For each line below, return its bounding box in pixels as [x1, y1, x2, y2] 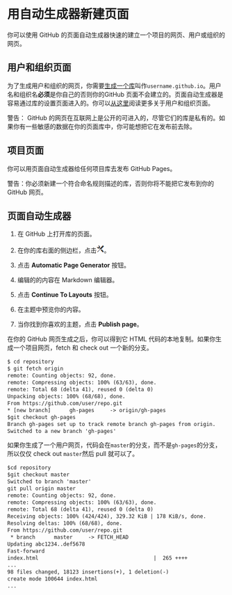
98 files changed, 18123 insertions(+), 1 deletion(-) [7, 569, 169, 576]
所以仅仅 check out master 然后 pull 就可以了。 [7, 450, 139, 458]
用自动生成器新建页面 [7, 6, 130, 22]
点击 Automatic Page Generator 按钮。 [17, 261, 131, 270]
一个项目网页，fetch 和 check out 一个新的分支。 [13, 343, 153, 352]
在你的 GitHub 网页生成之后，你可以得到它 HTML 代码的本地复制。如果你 [7, 335, 216, 343]
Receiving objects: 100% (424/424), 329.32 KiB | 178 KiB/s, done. [7, 513, 207, 520]
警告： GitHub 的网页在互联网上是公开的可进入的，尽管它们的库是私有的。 [7, 113, 219, 122]
